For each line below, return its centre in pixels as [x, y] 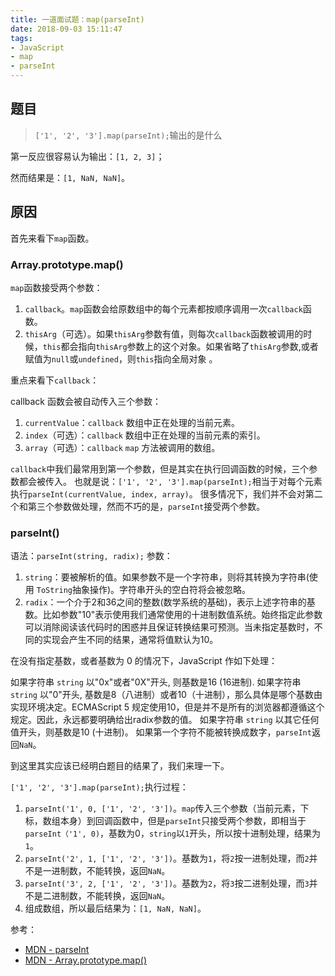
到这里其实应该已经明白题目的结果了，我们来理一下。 [120, 766]
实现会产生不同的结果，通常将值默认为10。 [130, 640]
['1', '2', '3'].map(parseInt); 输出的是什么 [128, 135]
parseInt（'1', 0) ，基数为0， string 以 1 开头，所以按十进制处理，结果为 [173, 833]
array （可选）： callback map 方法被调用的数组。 [122, 447]
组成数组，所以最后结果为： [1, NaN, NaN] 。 [115, 908]
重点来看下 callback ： [55, 380]
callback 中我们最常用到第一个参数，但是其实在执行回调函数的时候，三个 [160, 468]
